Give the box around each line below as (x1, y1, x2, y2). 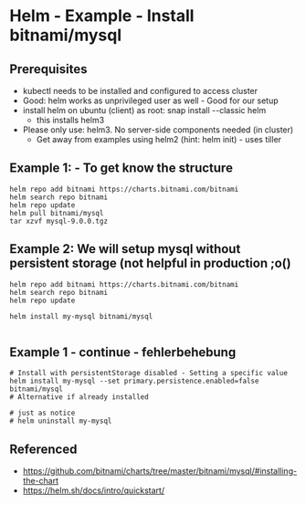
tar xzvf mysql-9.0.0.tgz (9, 216, 108, 226)
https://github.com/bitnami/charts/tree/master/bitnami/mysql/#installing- (22, 466, 298, 477)
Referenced (9, 441, 78, 457)
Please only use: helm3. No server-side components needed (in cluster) (22, 124, 294, 135)
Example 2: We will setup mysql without (9, 241, 241, 257)
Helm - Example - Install (9, 5, 195, 26)
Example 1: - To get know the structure (9, 161, 233, 176)
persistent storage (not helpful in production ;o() (9, 256, 291, 271)
